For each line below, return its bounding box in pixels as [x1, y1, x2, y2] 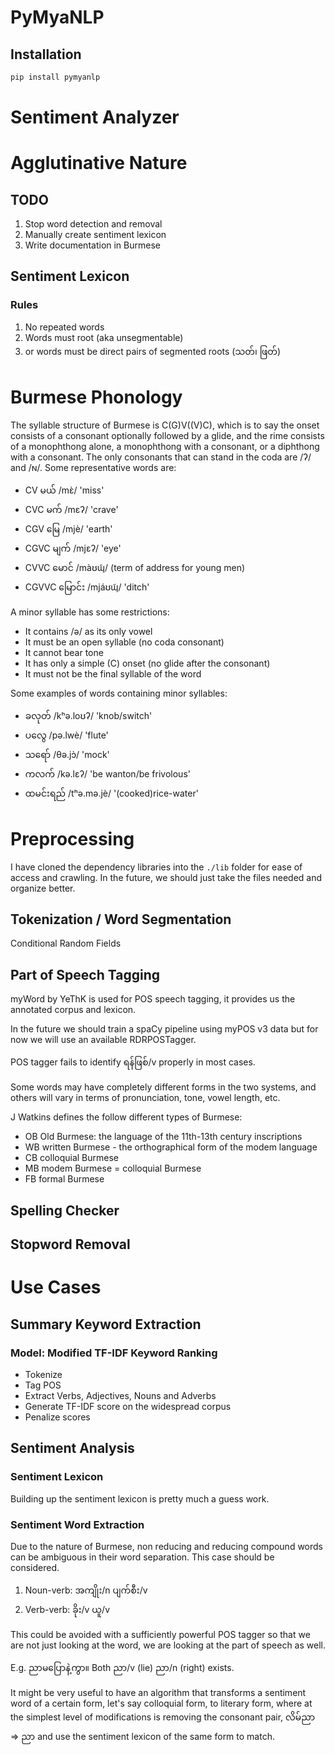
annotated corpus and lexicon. [10, 1004, 137, 1016]
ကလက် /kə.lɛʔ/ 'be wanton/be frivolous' [24, 767, 191, 780]
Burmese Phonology [10, 386, 183, 408]
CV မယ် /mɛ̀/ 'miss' [24, 484, 105, 496]
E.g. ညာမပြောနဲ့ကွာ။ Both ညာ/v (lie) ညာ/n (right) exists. [10, 1661, 235, 1673]
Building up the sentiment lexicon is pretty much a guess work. [10, 1492, 270, 1505]
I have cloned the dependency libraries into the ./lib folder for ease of [10, 861, 303, 873]
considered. [10, 1561, 60, 1573]
